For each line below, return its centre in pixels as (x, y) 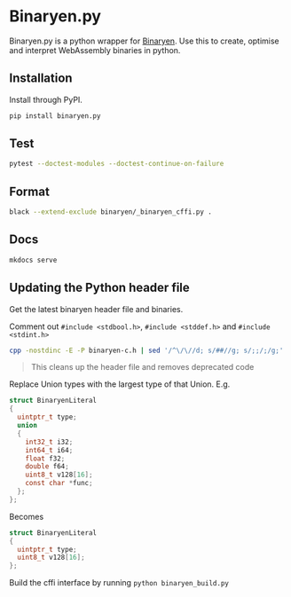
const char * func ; (59, 483)
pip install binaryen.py (55, 116)
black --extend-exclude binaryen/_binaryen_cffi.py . (111, 212)
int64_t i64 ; (49, 450)
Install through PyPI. (46, 99)
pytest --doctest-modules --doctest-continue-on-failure (117, 164)
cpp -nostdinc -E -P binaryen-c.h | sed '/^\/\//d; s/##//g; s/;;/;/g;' (146, 350)
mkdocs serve (33, 260)
